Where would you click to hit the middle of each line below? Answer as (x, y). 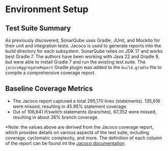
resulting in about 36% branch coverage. (56, 117)
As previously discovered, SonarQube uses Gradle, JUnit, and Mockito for (83, 40)
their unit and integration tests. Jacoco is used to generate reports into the (83, 46)
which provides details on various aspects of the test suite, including (77, 132)
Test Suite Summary (38, 28)
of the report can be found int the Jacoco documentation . (66, 143)
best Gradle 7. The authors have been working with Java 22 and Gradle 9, (82, 56)
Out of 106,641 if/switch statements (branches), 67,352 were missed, (85, 112)
